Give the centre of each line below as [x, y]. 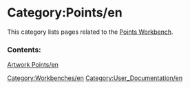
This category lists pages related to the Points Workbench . [90, 32]
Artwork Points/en [33, 65]
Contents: [24, 50]
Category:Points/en [65, 13]
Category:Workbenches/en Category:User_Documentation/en [95, 78]
